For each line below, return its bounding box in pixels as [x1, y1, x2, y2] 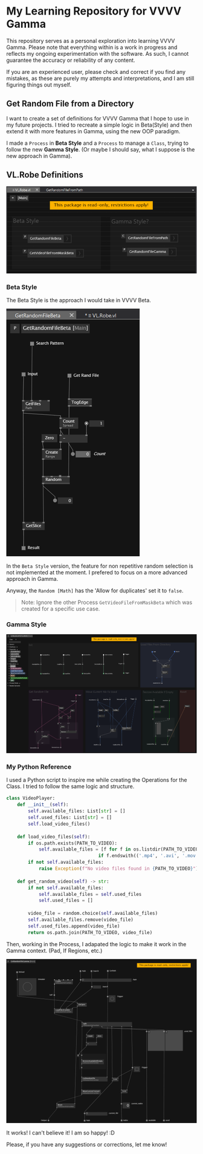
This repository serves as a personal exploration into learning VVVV [6, 37, 175, 44]
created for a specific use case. [21, 605, 100, 612]
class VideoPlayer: [6, 795, 56, 801]
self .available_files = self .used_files [38, 891, 142, 897]
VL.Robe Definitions [6, 170, 83, 180]
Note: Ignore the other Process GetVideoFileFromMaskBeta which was [21, 599, 193, 606]
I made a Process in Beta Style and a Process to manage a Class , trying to [6, 139, 189, 147]
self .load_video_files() [28, 821, 91, 827]
